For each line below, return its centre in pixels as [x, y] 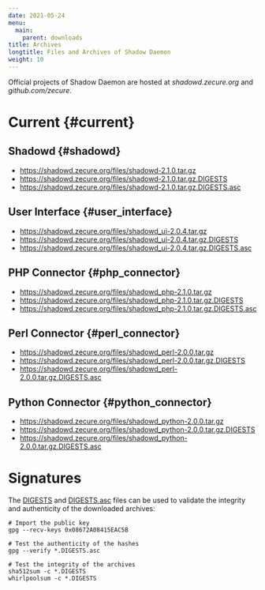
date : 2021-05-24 [37, 15]
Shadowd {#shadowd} [64, 151]
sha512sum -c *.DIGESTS [47, 572]
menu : [17, 23]
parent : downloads [52, 38]
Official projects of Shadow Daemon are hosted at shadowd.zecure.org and [131, 82]
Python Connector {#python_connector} [110, 402]
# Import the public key [49, 523]
